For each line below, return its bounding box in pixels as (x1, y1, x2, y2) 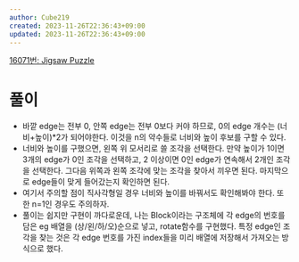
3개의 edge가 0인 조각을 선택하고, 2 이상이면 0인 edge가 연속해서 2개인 (21, 154, 274, 165)
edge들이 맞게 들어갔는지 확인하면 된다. (31, 176, 170, 187)
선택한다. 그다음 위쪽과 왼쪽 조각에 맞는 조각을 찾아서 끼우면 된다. (31, 166, 258, 176)
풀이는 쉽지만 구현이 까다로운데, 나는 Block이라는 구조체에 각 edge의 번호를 (21, 210, 286, 221)
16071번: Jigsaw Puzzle (9, 55, 96, 66)
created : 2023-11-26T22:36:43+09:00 (9, 21, 145, 30)
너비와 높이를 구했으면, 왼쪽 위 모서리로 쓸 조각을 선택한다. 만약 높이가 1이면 (21, 143, 286, 154)
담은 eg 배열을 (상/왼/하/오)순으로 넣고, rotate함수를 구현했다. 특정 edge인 (21, 221, 281, 232)
